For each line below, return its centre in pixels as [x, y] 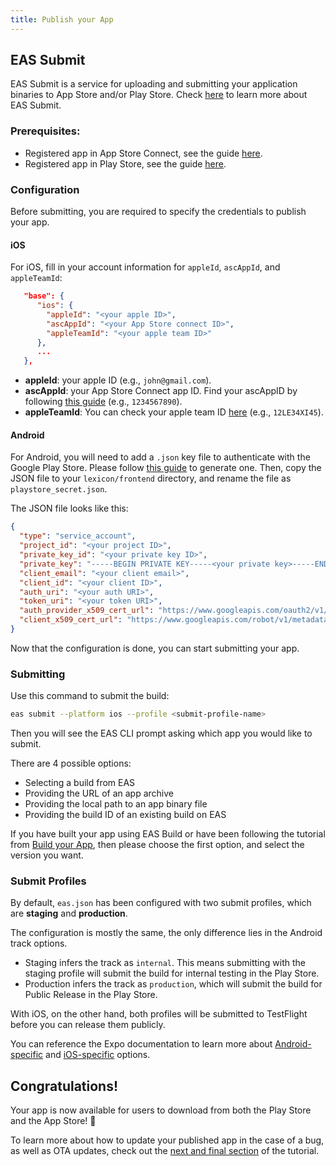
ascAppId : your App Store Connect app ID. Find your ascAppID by [161, 391]
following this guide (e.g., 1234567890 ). [103, 402]
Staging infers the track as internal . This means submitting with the [165, 963]
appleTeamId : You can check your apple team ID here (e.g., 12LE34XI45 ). [174, 412]
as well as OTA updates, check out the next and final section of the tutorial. [165, 1151]
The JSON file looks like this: [69, 508]
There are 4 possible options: [71, 763]
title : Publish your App [62, 19]
